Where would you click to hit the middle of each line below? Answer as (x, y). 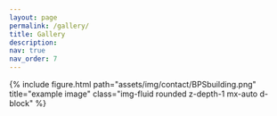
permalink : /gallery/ (49, 26)
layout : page (33, 17)
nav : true (28, 51)
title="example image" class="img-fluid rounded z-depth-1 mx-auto (134, 94)
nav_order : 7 (33, 59)
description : (33, 42)
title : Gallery (37, 34)
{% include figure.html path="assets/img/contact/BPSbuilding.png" (133, 84)
